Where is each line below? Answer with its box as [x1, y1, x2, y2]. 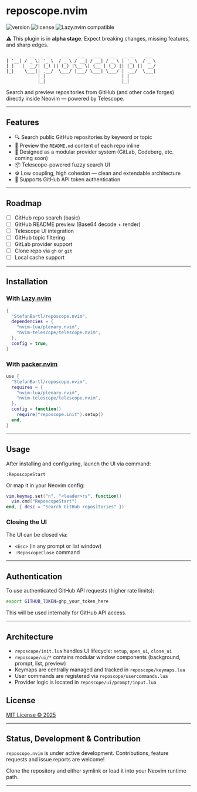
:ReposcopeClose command [14, 549, 80, 556]
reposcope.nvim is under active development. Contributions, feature [6, 749, 169, 757]
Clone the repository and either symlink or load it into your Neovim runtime [6, 767, 186, 774]
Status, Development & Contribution [6, 734, 141, 744]
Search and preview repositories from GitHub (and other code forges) [6, 88, 175, 95]
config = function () [11, 406, 62, 412]
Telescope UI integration [14, 227, 74, 234]
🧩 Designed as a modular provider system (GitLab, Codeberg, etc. [14, 148, 174, 155]
